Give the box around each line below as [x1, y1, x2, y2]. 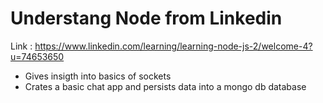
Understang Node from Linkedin [10, 7, 283, 30]
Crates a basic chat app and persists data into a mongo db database [24, 80, 307, 92]
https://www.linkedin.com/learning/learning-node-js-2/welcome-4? [34, 40, 313, 52]
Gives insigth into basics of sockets [24, 70, 172, 82]
